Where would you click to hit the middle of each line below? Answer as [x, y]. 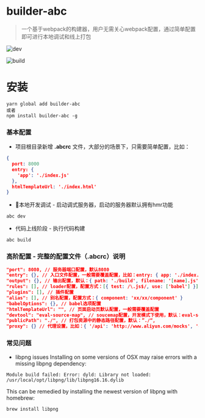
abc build [19, 240]
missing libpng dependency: [51, 363]
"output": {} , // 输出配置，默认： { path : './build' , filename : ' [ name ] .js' [103, 281]
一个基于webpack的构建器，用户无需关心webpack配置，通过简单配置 [109, 29]
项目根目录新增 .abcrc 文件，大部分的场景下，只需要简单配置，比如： [103, 147]
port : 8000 [26, 164]
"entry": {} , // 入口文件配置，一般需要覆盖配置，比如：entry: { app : [89, 275]
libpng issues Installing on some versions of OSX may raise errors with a [106, 357]
